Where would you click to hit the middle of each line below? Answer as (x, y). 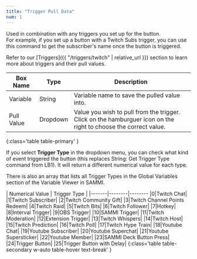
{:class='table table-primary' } (43, 141)
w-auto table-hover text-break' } (72, 250)
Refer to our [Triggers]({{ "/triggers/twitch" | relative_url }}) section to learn (97, 57)
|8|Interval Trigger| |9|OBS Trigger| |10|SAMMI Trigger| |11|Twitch (85, 212)
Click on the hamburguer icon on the (124, 119)
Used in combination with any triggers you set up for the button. (84, 33)
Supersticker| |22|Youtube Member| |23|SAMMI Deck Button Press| (88, 237)
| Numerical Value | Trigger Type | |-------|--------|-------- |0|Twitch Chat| (97, 194)
